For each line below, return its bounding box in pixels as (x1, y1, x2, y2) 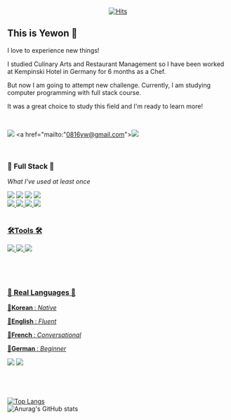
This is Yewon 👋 (7, 27, 78, 39)
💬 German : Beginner (7, 344, 67, 352)
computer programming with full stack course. (7, 88, 142, 96)
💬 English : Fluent (7, 317, 57, 325)
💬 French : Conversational (7, 331, 82, 339)
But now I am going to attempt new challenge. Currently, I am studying (7, 81, 211, 89)
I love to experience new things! (7, 46, 100, 54)
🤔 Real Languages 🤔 (7, 287, 76, 297)
